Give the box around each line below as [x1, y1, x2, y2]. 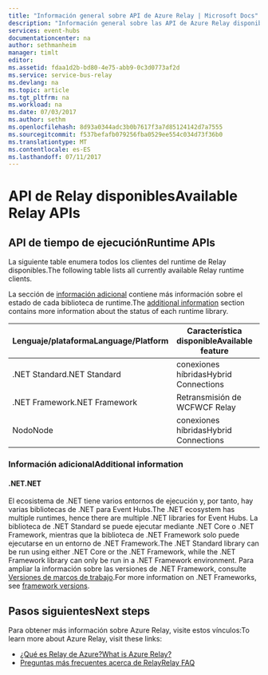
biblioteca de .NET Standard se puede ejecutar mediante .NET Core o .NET [8, 522, 254, 531]
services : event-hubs [8, 26, 81, 34]
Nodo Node [12, 425, 53, 436]
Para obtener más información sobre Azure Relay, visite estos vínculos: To [8, 625, 250, 635]
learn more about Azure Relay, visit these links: [8, 634, 162, 644]
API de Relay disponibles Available [8, 187, 238, 205]
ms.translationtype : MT [8, 137, 88, 146]
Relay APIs [8, 204, 81, 222]
